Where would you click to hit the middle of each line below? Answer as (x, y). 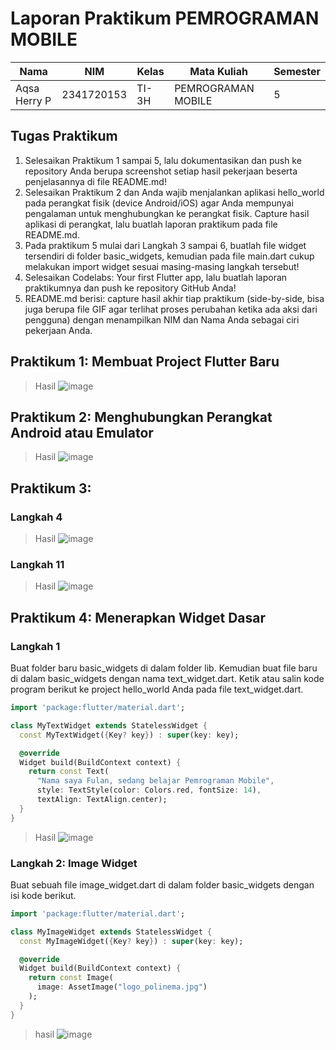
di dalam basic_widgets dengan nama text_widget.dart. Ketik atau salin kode (167, 679)
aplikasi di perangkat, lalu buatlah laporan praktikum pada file (151, 224)
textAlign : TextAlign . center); (102, 800)
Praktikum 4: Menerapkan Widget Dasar (138, 617)
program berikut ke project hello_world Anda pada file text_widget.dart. (157, 689)
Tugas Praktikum (64, 136)
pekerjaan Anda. (58, 330)
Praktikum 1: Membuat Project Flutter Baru (145, 362)
